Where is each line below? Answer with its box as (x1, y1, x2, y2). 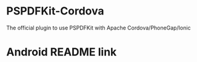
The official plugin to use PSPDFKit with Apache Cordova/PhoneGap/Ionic (6, 24, 191, 31)
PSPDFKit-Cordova (6, 4, 104, 18)
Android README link (6, 45, 117, 59)
